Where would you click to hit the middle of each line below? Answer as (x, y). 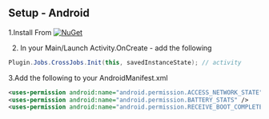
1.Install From (30, 32)
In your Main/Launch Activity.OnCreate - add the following (116, 48)
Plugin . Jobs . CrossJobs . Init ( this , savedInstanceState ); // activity (125, 62)
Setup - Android (49, 13)
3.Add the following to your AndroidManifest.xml (88, 77)
